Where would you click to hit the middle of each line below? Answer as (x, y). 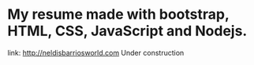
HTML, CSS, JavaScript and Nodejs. (127, 31)
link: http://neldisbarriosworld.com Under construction (96, 52)
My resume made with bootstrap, (118, 14)
